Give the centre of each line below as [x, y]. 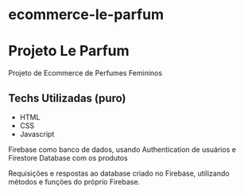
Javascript [37, 134]
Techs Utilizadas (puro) [67, 98]
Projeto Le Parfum [69, 51]
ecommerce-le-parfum [86, 15]
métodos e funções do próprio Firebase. [74, 181]
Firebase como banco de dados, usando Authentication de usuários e [122, 149]
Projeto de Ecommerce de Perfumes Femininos [85, 73]
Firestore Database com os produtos [68, 157]
